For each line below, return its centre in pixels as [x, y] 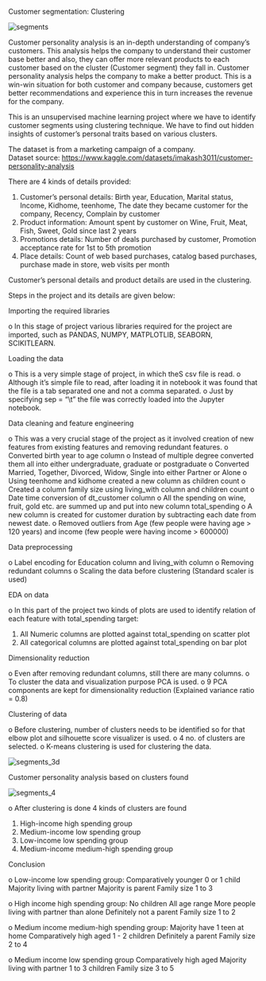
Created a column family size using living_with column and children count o [131, 489]
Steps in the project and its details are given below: [92, 295]
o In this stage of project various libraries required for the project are [120, 326]
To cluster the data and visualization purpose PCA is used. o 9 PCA [118, 682]
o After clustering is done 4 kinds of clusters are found [98, 808]
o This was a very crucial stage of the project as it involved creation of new [131, 438]
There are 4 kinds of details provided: [70, 181]
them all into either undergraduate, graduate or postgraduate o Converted [129, 464]
